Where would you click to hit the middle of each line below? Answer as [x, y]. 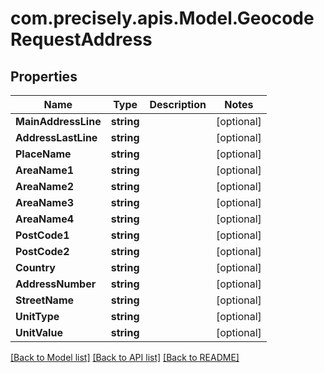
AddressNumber [56, 284]
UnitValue [39, 332]
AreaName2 [45, 186]
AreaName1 [45, 170]
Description [178, 104]
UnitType [37, 316]
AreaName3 [45, 202]
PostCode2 [42, 251]
